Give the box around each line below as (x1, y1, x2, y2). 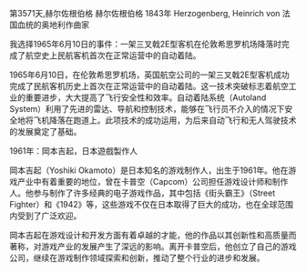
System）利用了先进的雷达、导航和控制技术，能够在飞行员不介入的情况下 (9, 104, 285, 114)
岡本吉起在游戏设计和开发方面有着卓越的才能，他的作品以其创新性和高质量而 (9, 230, 297, 240)
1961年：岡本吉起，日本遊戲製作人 (9, 146, 138, 156)
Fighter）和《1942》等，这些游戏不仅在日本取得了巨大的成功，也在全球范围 (9, 199, 294, 209)
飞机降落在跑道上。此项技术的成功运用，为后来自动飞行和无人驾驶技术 (33, 115, 297, 126)
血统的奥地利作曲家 (16, 19, 89, 30)
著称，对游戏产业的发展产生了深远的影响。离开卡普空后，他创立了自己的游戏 (9, 241, 297, 252)
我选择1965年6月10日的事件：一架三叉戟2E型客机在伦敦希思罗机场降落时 (9, 39, 282, 49)
